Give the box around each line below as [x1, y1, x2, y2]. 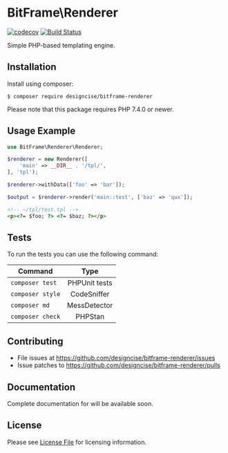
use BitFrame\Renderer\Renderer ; [7, 143, 104, 150]
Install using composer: [7, 80, 74, 88]
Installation [7, 61, 57, 73]
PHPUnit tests [67, 278, 113, 288]
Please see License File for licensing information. [7, 438, 147, 446]
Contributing [7, 335, 64, 347]
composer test [10, 279, 57, 287]
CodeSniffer [70, 289, 110, 299]
